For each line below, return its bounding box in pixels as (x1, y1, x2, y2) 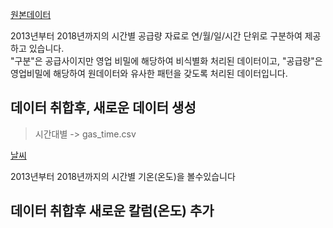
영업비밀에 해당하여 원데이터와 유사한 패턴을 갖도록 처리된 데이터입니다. (10, 68, 288, 79)
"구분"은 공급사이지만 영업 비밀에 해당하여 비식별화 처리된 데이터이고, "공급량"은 (10, 55, 323, 67)
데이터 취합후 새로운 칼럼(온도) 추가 (10, 203, 215, 220)
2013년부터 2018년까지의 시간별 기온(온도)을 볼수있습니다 (10, 170, 236, 182)
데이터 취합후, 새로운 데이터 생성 (10, 99, 197, 117)
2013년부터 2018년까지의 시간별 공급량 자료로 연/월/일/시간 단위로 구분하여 (10, 30, 303, 42)
